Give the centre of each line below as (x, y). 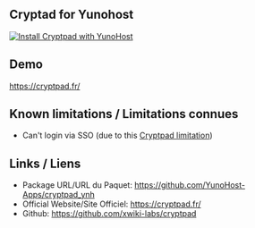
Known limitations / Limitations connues (124, 114)
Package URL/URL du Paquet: (77, 185)
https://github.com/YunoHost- (190, 185)
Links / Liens (45, 163)
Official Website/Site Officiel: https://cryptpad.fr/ (111, 204)
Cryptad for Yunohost (72, 15)
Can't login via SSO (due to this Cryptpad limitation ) (117, 135)
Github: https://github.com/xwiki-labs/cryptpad (109, 214)
